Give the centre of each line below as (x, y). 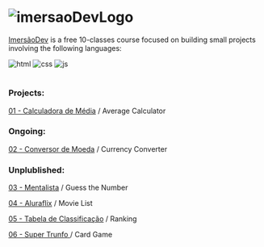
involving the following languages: (65, 48)
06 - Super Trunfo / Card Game (61, 235)
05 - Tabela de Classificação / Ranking (73, 219)
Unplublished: (37, 170)
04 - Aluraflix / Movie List (50, 203)
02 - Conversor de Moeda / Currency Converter (88, 149)
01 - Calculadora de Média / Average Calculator (87, 111)
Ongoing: (27, 132)
